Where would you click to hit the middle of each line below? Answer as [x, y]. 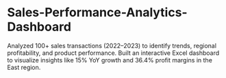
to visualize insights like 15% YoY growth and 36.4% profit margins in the [110, 60]
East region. [24, 67]
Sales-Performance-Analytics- [97, 13]
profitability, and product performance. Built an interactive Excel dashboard [113, 53]
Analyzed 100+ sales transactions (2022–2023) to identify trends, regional [112, 45]
